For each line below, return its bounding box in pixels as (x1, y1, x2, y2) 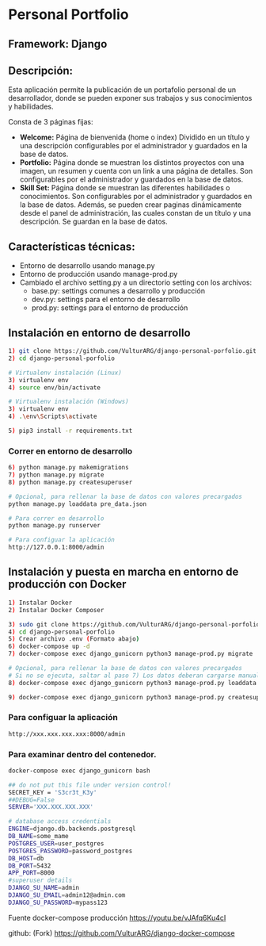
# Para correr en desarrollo (8, 514, 104, 523)
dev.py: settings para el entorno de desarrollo (31, 295, 180, 304)
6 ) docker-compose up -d (8, 642, 90, 651)
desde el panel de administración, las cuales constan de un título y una (19, 209, 252, 218)
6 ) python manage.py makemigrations (8, 464, 129, 472)
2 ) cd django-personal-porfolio (8, 354, 115, 362)
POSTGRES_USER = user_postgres (8, 839, 104, 848)
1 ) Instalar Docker (8, 599, 73, 607)
